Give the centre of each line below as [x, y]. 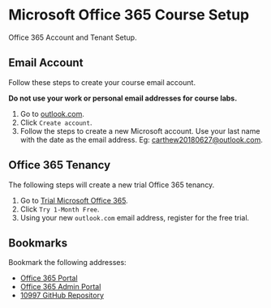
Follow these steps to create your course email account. [102, 82]
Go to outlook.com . [52, 113]
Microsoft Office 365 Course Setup [129, 15]
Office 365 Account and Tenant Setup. [73, 37]
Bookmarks [38, 243]
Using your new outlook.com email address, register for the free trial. [135, 217]
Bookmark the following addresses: [68, 263]
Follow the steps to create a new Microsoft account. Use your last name [140, 130]
